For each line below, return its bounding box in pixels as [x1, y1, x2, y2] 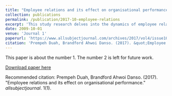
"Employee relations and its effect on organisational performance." [5, 79, 146, 85]
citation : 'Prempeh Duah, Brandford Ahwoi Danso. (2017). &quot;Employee [5, 41, 166, 46]
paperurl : [5, 36, 27, 41]
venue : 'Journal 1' [5, 31, 47, 36]
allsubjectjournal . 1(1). [5, 85, 52, 91]
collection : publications [5, 12, 60, 17]
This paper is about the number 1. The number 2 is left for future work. [5, 54, 154, 60]
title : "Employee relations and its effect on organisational [5, 7, 141, 13]
